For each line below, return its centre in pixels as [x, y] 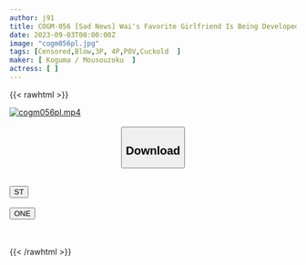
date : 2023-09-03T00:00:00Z [63, 35]
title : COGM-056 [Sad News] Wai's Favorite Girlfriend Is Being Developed [154, 26]
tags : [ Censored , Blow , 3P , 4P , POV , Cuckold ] [95, 52]
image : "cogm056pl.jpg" [55, 43]
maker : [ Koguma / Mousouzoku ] [73, 60]
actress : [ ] [34, 69]
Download [153, 150]
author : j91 [32, 18]
